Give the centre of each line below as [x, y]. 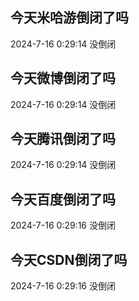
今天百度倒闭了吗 [63, 199]
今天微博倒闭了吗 [63, 78]
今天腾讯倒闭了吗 [63, 139]
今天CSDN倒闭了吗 [69, 259]
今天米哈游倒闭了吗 [69, 18]
